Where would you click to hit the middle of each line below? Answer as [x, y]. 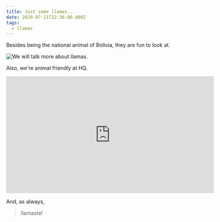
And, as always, [25, 202]
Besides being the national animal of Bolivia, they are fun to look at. [88, 45]
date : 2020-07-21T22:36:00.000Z [46, 17]
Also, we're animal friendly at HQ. [47, 68]
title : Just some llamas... [41, 12]
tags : [13, 23]
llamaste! [32, 213]
